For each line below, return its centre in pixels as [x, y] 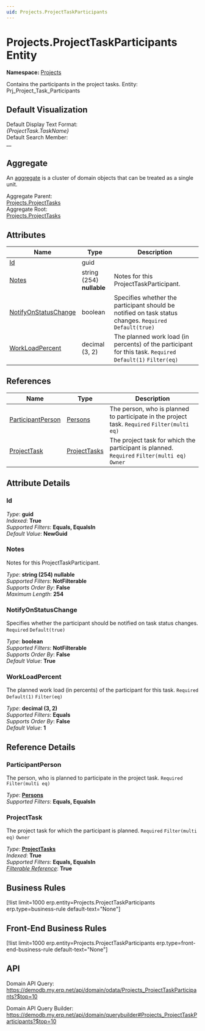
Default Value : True [31, 661]
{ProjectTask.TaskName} [38, 131]
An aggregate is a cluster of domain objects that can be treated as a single [100, 178]
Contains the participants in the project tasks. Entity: [72, 84]
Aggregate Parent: [29, 196]
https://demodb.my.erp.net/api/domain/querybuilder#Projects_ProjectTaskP [102, 1014]
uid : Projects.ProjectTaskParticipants [57, 12]
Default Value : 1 [26, 728]
